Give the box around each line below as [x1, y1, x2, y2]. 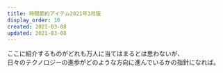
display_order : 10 [7, 17, 60, 24]
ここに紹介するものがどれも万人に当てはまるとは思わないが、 [7, 49, 184, 58]
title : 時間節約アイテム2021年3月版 [7, 10, 101, 17]
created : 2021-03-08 [7, 23, 67, 30]
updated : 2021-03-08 [7, 29, 67, 37]
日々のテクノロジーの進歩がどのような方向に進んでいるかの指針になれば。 [7, 58, 220, 67]
